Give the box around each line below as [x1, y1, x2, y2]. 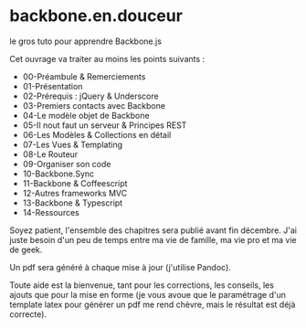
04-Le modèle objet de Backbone [22, 110, 150, 121]
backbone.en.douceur [9, 5, 183, 26]
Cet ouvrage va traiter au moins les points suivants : [9, 53, 206, 64]
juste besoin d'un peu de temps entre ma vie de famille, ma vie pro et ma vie [9, 234, 297, 245]
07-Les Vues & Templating [22, 139, 123, 150]
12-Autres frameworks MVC [22, 187, 128, 198]
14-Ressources [22, 206, 79, 217]
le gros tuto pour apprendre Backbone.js [9, 36, 163, 47]
